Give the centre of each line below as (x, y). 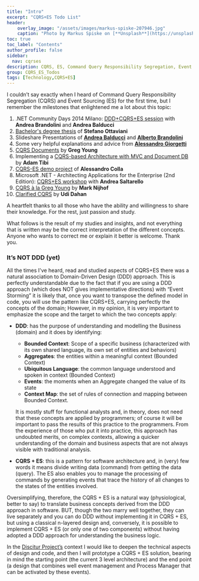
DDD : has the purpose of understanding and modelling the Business (98, 326)
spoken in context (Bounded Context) (70, 375)
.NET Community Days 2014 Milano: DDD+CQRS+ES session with (95, 118)
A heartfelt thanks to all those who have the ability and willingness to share (98, 206)
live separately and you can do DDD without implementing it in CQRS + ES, (97, 516)
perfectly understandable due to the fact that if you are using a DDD (89, 283)
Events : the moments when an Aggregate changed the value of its (105, 381)
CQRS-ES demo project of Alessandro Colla (69, 169)
